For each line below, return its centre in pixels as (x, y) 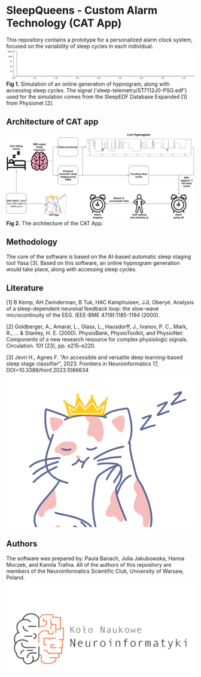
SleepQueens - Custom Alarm (82, 10)
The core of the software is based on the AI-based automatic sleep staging (99, 256)
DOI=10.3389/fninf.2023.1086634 (48, 370)
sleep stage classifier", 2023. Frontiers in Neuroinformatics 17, (83, 364)
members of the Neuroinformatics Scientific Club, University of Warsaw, (95, 571)
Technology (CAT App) (64, 23)
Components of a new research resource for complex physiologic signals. (97, 340)
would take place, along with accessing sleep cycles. (71, 269)
